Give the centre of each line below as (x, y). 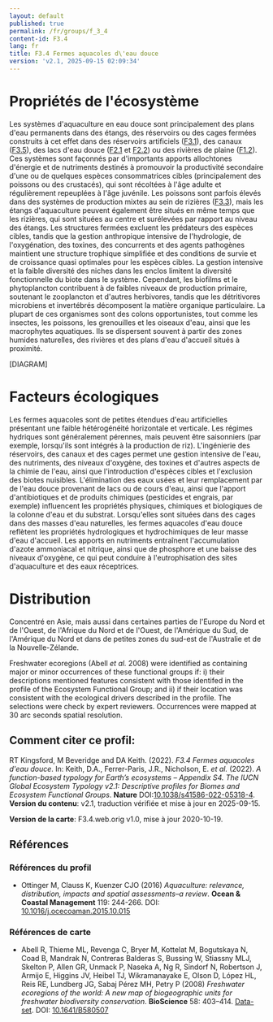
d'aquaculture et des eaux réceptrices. (74, 566)
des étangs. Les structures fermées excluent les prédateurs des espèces (131, 227)
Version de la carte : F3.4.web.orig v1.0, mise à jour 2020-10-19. (116, 819)
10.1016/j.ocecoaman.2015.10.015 (76, 912)
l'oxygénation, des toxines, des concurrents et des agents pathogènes (127, 245)
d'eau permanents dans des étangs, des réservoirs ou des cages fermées (133, 132)
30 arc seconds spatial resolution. (66, 715)
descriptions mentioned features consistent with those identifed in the (126, 680)
